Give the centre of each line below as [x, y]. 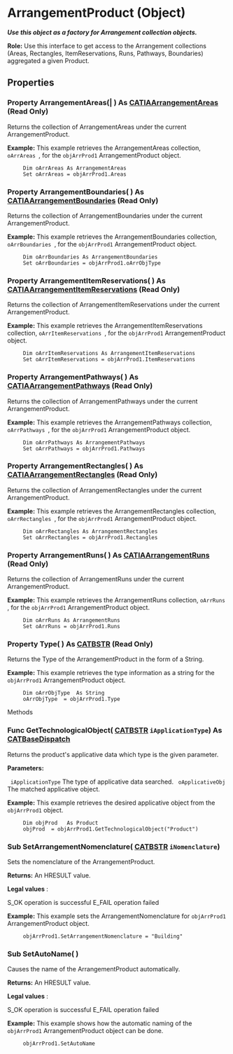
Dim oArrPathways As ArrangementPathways [84, 443]
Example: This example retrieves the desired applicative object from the [111, 803]
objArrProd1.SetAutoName [59, 1044]
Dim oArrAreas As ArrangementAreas [75, 168]
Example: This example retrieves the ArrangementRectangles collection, [112, 511]
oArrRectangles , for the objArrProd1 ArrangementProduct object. [102, 518]
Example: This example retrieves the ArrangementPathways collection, [110, 422]
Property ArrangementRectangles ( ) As [75, 466]
